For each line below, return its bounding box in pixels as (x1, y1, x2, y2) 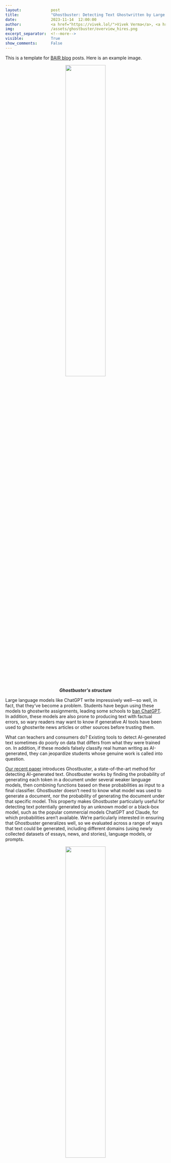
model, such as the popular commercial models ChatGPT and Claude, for (5, 809, 159, 815)
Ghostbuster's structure (59, 687, 112, 693)
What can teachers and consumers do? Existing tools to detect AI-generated (5, 734, 166, 740)
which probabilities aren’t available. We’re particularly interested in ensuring (5, 814, 164, 820)
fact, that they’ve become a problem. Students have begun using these (5, 702, 154, 708)
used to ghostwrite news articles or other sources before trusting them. (5, 724, 155, 730)
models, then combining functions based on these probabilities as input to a (5, 782, 164, 788)
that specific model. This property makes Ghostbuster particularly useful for (5, 798, 165, 804)
